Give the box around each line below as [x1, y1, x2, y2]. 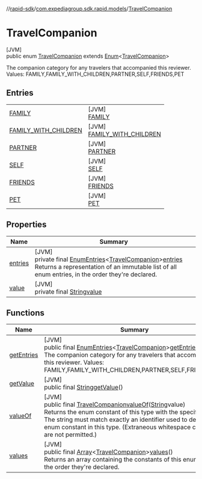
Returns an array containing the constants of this [44, 456, 182, 464]
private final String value [34, 287, 102, 295]
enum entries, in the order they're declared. [34, 270, 158, 279]
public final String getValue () [44, 383, 123, 392]
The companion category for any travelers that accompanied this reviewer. [6, 64, 191, 71]
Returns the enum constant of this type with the [44, 408, 179, 416]
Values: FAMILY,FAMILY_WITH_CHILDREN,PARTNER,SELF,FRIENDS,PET [6, 70, 185, 78]
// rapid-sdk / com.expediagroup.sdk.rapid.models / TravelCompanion [6, 5, 173, 12]
